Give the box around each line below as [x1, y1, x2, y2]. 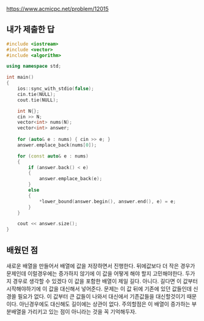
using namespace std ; [6, 63, 62, 70]
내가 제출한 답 [6, 24, 55, 35]
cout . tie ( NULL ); [17, 97, 59, 103]
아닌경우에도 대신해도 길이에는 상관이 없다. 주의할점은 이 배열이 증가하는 [19, 300, 191, 308]
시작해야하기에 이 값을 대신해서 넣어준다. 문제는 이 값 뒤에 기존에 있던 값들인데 [6, 285, 192, 292]
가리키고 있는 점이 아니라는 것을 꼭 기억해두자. [27, 308, 137, 315]
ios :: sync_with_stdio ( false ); [17, 85, 95, 92]
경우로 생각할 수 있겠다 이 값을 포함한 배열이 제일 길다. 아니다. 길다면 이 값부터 [12, 278, 199, 284]
